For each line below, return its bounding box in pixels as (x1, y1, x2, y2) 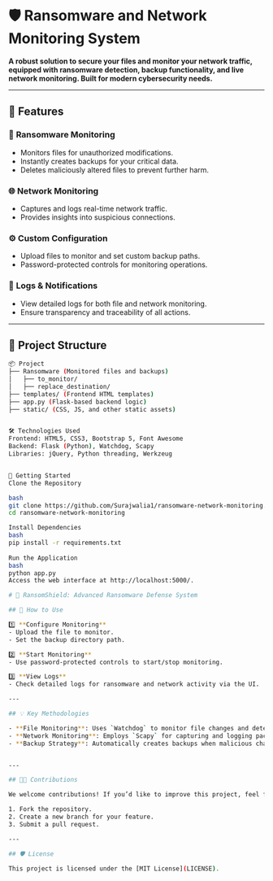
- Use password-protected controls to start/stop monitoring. (8, 658, 223, 666)
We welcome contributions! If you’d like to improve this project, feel (8, 791, 260, 799)
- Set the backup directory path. (8, 635, 126, 643)
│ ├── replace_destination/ (8, 382, 111, 390)
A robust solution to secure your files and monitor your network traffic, (8, 56, 253, 66)
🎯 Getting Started (8, 471, 71, 480)
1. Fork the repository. (8, 805, 93, 813)
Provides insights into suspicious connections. (19, 212, 176, 222)
